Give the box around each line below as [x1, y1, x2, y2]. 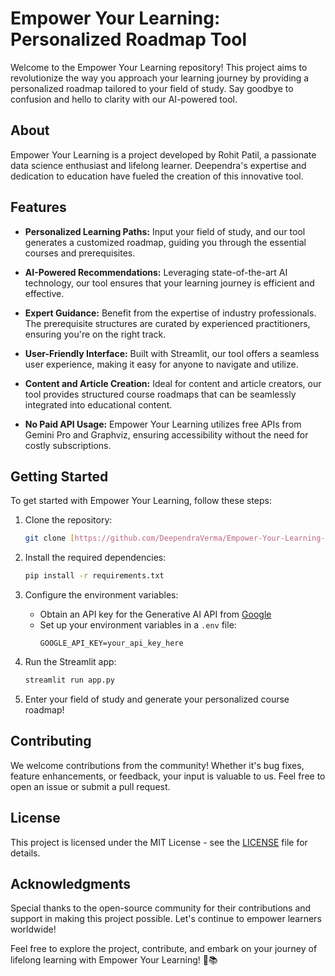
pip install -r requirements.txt [24, 571, 165, 581]
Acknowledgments [10, 876, 132, 893]
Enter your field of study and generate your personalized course [24, 693, 290, 705]
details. [10, 847, 41, 859]
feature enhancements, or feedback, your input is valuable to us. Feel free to [10, 770, 326, 782]
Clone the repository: [24, 514, 113, 526]
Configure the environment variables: [24, 589, 179, 601]
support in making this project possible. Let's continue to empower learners [10, 913, 322, 925]
